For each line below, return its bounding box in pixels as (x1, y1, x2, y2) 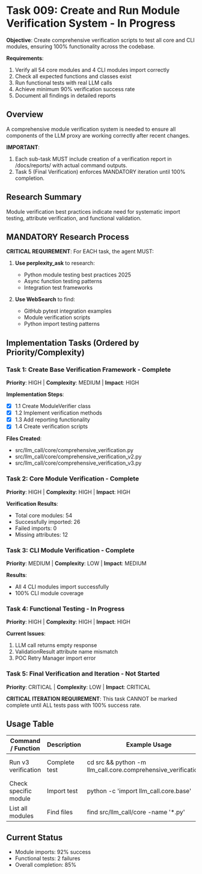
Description (47, 741, 81, 749)
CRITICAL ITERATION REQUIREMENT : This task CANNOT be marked (6, 695, 177, 702)
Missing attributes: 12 (14, 531, 68, 538)
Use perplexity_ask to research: (14, 260, 95, 267)
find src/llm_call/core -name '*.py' (87, 808, 185, 817)
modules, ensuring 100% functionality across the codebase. (6, 43, 155, 50)
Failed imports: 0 (14, 525, 57, 532)
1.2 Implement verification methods (14, 409, 102, 416)
